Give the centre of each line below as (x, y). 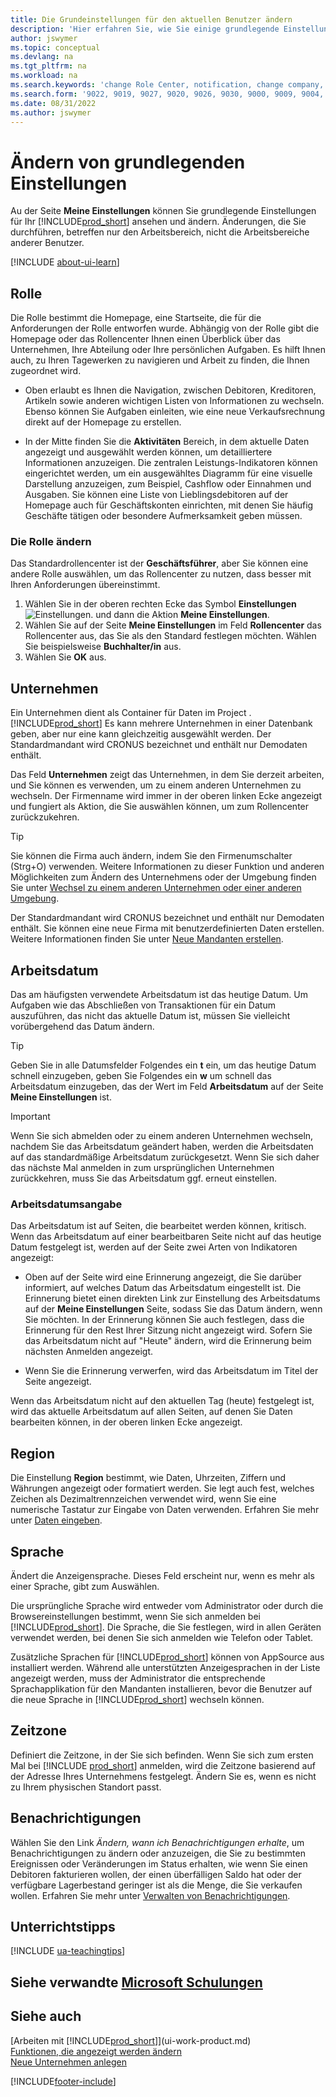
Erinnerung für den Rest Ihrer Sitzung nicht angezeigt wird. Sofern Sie (168, 1330)
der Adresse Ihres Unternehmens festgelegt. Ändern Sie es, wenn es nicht (163, 1776)
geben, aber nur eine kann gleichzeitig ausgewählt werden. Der (141, 734)
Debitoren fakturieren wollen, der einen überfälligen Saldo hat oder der (156, 1874)
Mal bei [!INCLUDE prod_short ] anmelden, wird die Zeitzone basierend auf (163, 1765)
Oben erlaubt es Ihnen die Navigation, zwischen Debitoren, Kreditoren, (170, 390)
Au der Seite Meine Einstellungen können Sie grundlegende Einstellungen (163, 211)
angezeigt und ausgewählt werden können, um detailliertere (148, 452)
